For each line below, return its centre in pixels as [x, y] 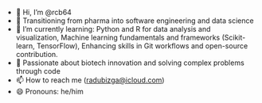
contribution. [37, 54]
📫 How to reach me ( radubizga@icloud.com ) [90, 80]
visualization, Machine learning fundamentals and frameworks [118, 37]
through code [38, 71]
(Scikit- [234, 37]
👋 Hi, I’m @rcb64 [43, 12]
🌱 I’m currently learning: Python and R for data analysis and [113, 29]
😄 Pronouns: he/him [49, 92]
